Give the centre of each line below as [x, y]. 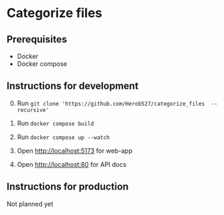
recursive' [33, 110]
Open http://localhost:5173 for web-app [74, 150]
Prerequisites [37, 39]
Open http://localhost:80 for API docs [72, 164]
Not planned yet [30, 204]
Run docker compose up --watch [63, 137]
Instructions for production [68, 187]
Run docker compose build [55, 123]
